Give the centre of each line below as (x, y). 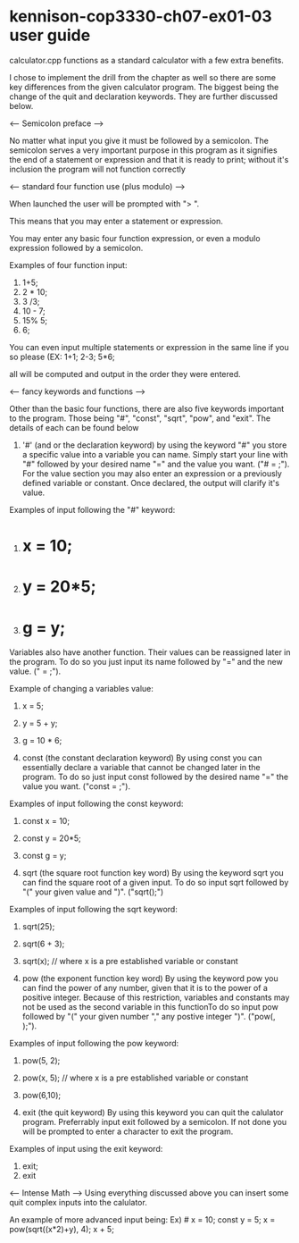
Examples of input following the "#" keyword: (92, 509)
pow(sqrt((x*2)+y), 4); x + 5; (62, 1230)
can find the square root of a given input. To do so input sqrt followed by (155, 883)
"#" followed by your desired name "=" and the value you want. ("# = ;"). (156, 464)
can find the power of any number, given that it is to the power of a (145, 988)
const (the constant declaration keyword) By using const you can (142, 758)
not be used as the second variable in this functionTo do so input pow (150, 1007)
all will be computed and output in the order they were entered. (125, 374)
